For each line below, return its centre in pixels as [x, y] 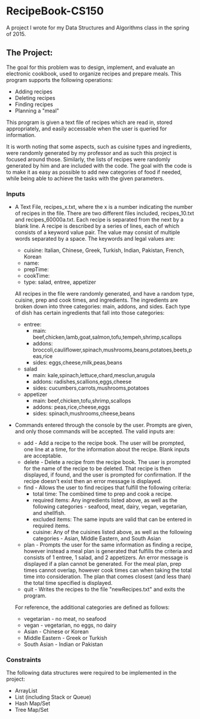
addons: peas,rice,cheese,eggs [71, 407]
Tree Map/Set [32, 710]
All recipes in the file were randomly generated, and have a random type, [104, 294]
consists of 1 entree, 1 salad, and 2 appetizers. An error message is [106, 557]
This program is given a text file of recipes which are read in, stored [90, 122]
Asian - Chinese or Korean [56, 632]
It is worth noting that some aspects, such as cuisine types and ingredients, [99, 146]
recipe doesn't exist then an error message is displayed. [93, 481]
